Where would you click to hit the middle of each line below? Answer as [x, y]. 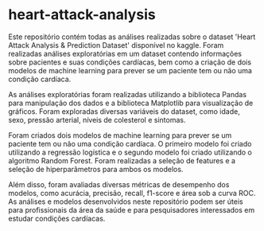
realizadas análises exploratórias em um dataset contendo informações [125, 53]
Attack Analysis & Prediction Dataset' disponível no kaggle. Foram [116, 45]
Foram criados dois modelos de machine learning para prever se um [120, 135]
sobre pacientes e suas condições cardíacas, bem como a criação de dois [130, 62]
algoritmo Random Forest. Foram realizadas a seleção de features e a [122, 160]
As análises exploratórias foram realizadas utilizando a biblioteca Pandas [128, 94]
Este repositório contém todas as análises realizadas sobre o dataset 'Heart [132, 37]
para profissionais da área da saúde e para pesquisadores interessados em [132, 209]
